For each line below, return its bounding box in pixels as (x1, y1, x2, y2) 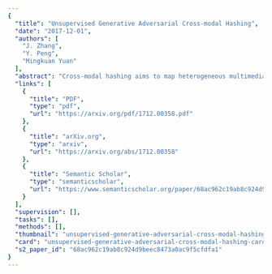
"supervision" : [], (15, 208, 81, 216)
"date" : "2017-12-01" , (15, 27, 92, 35)
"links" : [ (15, 79, 52, 88)
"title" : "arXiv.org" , (28, 132, 106, 140)
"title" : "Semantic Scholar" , (28, 170, 132, 178)
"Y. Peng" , (22, 49, 59, 58)
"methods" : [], (15, 223, 67, 231)
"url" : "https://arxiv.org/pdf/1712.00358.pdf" (28, 110, 194, 118)
